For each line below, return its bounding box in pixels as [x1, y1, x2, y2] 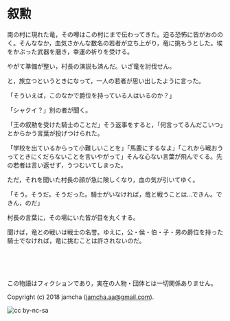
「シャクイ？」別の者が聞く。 [7, 106, 91, 114]
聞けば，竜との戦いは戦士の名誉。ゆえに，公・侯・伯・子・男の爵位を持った [7, 228, 224, 236]
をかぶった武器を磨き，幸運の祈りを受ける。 [7, 47, 134, 56]
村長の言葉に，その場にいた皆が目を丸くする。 [7, 213, 139, 221]
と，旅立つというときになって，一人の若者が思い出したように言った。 [7, 76, 205, 85]
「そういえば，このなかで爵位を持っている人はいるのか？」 [7, 91, 176, 100]
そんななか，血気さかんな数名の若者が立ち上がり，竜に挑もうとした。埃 [19, 38, 223, 47]
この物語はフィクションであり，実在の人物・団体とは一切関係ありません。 [7, 279, 218, 287]
